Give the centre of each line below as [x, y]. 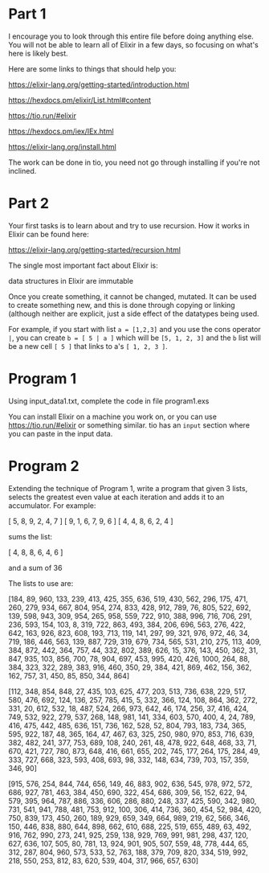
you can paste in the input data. [61, 433]
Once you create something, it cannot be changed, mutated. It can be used [132, 296]
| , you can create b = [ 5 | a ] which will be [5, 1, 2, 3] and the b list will [134, 338]
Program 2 [44, 466]
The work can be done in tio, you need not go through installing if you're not [134, 162]
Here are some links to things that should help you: [92, 68]
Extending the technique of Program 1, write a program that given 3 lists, [128, 488]
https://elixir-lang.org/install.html [62, 146]
